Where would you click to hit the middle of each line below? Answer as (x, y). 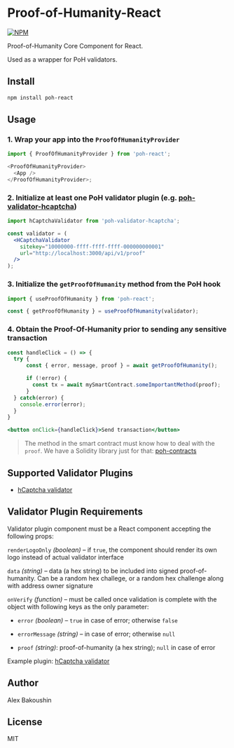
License (25, 722)
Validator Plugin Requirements (75, 512)
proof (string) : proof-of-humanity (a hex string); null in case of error (116, 647)
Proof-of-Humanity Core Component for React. (75, 46)
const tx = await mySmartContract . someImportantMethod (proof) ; (126, 385)
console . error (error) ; (53, 404)
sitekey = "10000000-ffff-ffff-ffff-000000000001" (92, 247)
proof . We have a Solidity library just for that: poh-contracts (110, 451)
